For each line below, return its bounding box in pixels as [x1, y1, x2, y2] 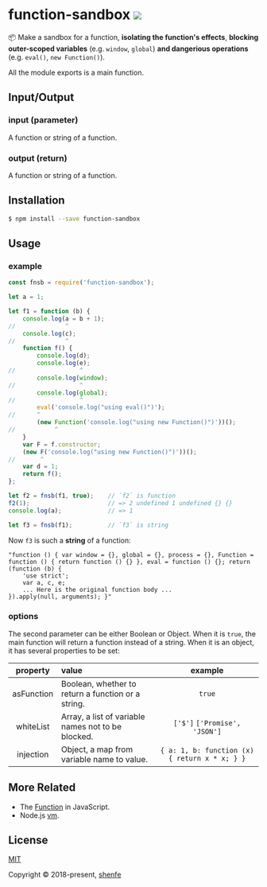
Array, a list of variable [60, 710, 145, 722]
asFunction [12, 688, 54, 699]
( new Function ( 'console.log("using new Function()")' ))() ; [37, 418, 237, 426]
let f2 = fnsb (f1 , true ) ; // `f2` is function [8, 492, 176, 500]
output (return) [8, 153, 68, 164]
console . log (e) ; [37, 360, 91, 368]
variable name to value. [60, 753, 149, 764]
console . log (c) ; [22, 329, 77, 337]
